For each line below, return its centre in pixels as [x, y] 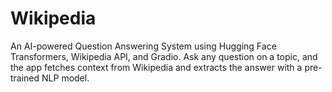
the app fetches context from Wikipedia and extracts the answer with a [156, 67]
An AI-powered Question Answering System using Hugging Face [143, 46]
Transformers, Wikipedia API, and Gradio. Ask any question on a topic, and [164, 56]
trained [25, 78]
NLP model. [65, 78]
